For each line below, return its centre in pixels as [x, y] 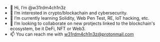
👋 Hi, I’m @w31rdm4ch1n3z [38, 8]
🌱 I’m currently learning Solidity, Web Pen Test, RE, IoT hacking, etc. [80, 18]
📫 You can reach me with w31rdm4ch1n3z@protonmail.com [72, 34]
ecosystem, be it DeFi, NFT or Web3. [48, 29]
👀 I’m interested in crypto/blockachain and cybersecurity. [69, 13]
